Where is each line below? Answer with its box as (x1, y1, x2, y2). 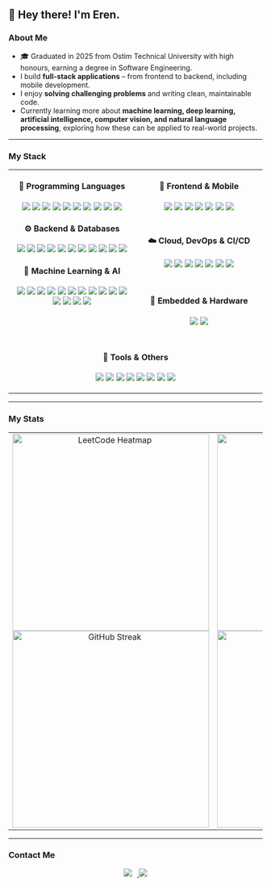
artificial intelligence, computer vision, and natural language (19, 114, 227, 124)
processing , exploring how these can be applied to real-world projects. (19, 123, 258, 132)
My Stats (8, 414, 44, 425)
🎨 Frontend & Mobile (159, 181, 240, 192)
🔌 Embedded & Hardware (150, 296, 248, 307)
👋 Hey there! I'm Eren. (8, 8, 120, 22)
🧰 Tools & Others (102, 351, 169, 363)
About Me (8, 32, 48, 44)
